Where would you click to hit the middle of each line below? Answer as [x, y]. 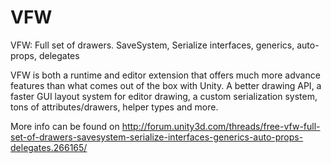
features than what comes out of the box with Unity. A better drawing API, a [166, 85]
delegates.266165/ [49, 147]
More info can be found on [65, 126]
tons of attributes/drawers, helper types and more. [114, 107]
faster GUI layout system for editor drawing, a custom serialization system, [164, 96]
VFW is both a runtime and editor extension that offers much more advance [165, 75]
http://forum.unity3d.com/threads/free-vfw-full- [221, 126]
